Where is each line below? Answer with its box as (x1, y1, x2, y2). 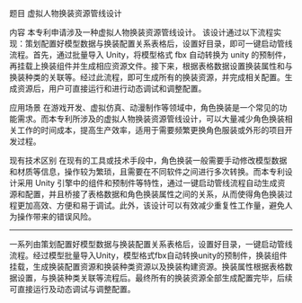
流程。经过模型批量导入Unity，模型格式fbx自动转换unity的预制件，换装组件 (9, 250, 288, 261)
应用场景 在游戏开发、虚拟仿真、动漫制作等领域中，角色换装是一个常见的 (9, 102, 280, 112)
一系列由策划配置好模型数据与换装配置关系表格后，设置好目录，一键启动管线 (9, 239, 293, 249)
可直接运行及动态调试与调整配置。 (9, 284, 136, 294)
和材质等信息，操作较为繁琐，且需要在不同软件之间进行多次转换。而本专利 (9, 166, 285, 177)
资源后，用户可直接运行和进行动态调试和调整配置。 (16, 84, 207, 94)
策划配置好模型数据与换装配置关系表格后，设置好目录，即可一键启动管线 (24, 39, 293, 49)
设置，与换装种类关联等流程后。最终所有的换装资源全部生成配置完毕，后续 (16, 272, 293, 283)
